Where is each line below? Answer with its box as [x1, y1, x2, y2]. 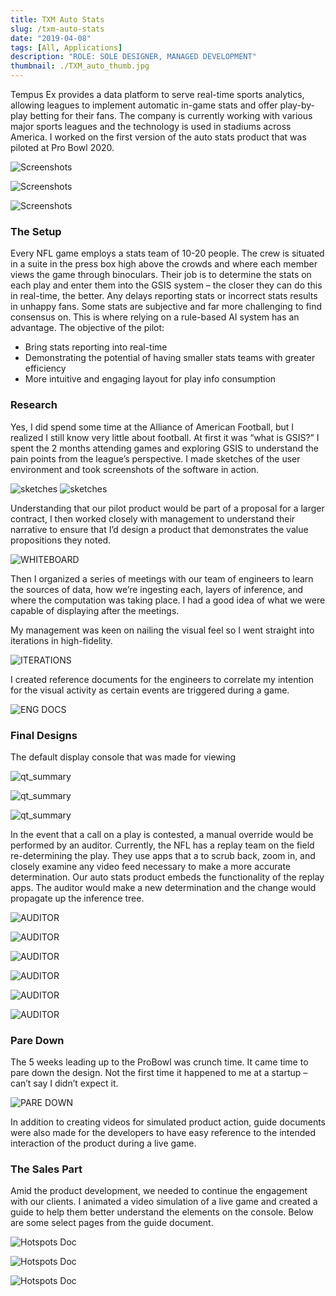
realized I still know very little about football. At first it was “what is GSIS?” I [10, 431, 320, 443]
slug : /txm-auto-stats [10, 24, 105, 34]
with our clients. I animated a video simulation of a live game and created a [10, 1196, 318, 1208]
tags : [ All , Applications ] [10, 42, 123, 53]
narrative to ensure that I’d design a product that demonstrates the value [10, 523, 309, 535]
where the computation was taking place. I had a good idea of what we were [10, 594, 326, 606]
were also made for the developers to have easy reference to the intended [10, 1127, 316, 1139]
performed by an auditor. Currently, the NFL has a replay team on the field [10, 839, 315, 851]
